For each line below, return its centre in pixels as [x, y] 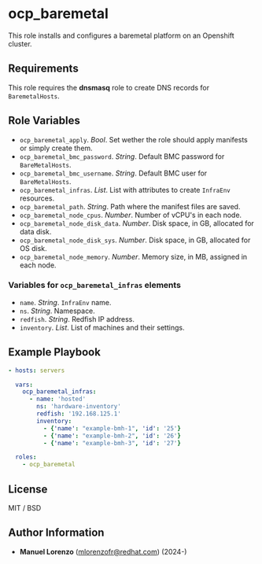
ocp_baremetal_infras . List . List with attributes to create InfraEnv [125, 190]
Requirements [43, 69]
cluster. [20, 43]
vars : [24, 385]
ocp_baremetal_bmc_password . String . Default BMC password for [122, 156]
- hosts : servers [37, 370]
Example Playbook [54, 352]
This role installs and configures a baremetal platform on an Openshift [121, 35]
